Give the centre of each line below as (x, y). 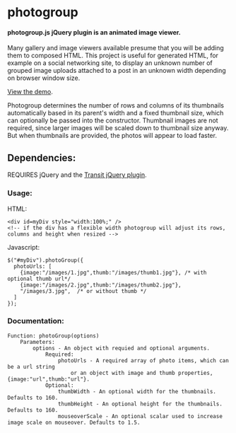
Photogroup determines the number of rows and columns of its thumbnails (116, 105)
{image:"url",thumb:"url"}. (49, 379)
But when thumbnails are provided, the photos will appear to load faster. (112, 136)
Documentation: (36, 321)
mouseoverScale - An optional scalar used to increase (140, 416)
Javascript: (24, 247)
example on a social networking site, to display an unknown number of (110, 63)
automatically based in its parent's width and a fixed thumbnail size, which (116, 113)
